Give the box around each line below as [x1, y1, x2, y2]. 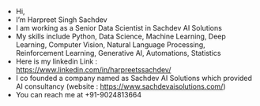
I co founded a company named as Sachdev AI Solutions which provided [15, 74, 253, 82]
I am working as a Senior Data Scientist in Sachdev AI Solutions [15, 24, 223, 32]
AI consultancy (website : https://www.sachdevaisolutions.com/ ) [15, 82, 226, 91]
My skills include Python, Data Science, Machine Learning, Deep [15, 31, 227, 41]
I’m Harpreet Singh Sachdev [15, 15, 108, 24]
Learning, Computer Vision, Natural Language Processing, [15, 40, 205, 49]
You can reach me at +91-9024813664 [15, 90, 142, 99]
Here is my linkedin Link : [15, 57, 98, 66]
